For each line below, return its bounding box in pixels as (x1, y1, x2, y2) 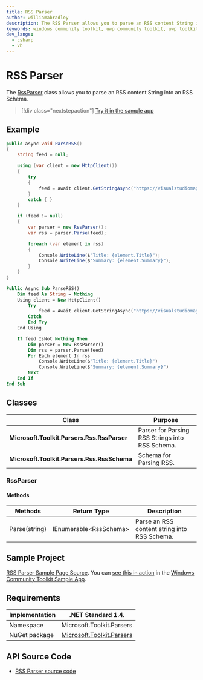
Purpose (153, 415, 179, 424)
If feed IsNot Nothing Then (17, 335, 88, 342)
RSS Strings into (138, 434, 184, 442)
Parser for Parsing (138, 426, 190, 434)
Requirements (6, 593, 60, 603)
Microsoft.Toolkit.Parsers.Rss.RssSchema (9, 455, 133, 463)
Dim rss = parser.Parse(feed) (28, 347, 104, 353)
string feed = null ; (17, 152, 69, 158)
